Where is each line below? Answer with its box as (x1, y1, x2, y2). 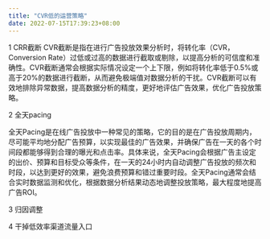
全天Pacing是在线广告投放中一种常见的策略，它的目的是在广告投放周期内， (8, 126, 257, 137)
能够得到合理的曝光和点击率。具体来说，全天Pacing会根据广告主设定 (29, 146, 257, 157)
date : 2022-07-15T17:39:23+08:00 (8, 19, 121, 27)
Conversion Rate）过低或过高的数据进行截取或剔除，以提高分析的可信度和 (8, 52, 253, 62)
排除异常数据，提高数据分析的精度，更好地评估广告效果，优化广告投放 (22, 82, 255, 93)
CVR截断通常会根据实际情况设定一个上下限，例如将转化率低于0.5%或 (29, 62, 259, 72)
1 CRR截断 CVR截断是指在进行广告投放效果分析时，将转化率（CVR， (8, 42, 235, 52)
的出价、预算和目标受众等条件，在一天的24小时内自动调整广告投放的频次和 (8, 157, 257, 167)
